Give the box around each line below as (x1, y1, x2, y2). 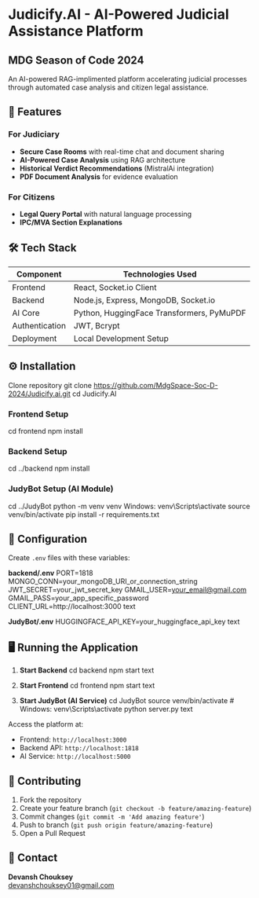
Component (16, 269, 62, 280)
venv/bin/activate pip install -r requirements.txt (8, 509, 159, 519)
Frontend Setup (8, 409, 69, 420)
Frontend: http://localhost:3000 (19, 735, 127, 744)
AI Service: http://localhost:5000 (19, 752, 131, 761)
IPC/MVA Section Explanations (19, 218, 123, 227)
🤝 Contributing (8, 774, 82, 787)
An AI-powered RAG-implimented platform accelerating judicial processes (8, 75, 247, 83)
